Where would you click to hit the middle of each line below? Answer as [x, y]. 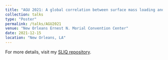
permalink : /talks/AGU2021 [33, 24]
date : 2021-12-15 [23, 33]
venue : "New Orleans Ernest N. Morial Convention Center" [67, 28]
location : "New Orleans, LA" [35, 38]
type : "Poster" [21, 19]
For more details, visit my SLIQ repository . [48, 52]
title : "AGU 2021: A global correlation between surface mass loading [80, 10]
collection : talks [24, 14]
